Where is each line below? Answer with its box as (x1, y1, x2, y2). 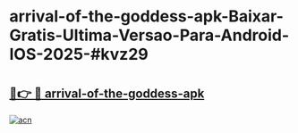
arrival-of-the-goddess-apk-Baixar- (9, 6, 285, 27)
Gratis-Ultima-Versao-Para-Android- (9, 25, 290, 46)
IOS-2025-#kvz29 (9, 45, 149, 64)
